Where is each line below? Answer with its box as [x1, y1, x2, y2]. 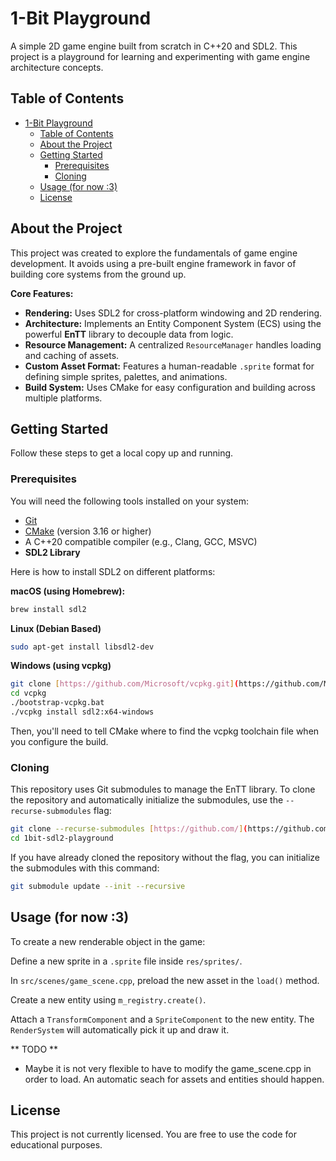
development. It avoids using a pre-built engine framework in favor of [10, 257, 297, 269]
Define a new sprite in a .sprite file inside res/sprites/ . [10, 955, 243, 967]
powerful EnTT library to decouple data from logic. [24, 328, 234, 340]
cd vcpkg [10, 688, 47, 699]
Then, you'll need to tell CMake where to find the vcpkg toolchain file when [10, 725, 320, 737]
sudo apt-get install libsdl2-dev [10, 642, 155, 652]
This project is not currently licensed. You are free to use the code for [10, 1128, 297, 1141]
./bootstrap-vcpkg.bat [10, 698, 105, 708]
